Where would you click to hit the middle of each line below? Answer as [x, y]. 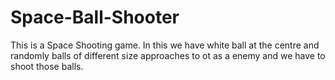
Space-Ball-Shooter [95, 17]
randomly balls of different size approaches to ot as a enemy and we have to [168, 55]
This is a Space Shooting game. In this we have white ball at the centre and [165, 45]
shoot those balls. [47, 66]
